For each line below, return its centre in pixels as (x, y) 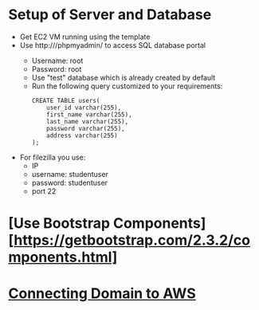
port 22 (44, 191)
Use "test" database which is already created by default (124, 77)
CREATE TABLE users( (66, 100)
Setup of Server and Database (110, 15)
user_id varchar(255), (84, 108)
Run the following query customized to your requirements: (127, 86)
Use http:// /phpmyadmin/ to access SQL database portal (112, 45)
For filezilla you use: (53, 157)
